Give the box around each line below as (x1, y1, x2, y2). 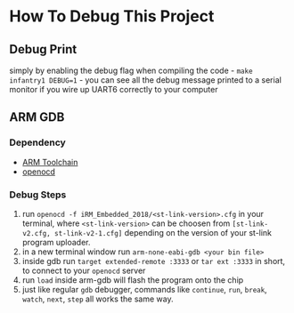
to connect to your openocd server (21, 265, 146, 276)
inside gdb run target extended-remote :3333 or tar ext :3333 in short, (21, 255, 286, 266)
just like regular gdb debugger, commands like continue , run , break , (21, 284, 267, 294)
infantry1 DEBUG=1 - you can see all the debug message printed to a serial (9, 75, 282, 85)
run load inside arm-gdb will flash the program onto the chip (21, 274, 244, 285)
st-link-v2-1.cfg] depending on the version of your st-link (54, 227, 273, 237)
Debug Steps (9, 189, 67, 201)
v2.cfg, (21, 229, 51, 237)
